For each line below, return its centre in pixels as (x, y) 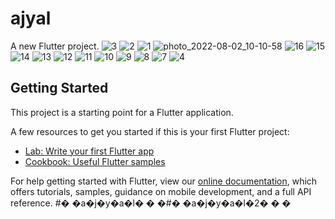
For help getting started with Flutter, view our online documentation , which (164, 181)
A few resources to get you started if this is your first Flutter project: (150, 131)
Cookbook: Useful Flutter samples (95, 161)
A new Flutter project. (55, 46)
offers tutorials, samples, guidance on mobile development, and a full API (161, 191)
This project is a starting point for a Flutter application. (122, 112)
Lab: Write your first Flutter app (89, 151)
